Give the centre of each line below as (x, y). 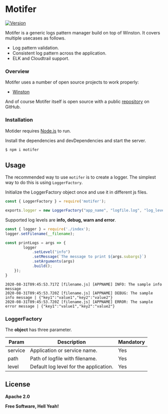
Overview (17, 71)
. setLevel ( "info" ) (51, 252)
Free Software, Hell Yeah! (32, 406)
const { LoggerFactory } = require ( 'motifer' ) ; (56, 201)
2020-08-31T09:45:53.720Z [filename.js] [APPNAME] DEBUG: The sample (79, 293)
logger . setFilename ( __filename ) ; (40, 233)
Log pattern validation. (35, 47)
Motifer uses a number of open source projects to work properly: (72, 82)
